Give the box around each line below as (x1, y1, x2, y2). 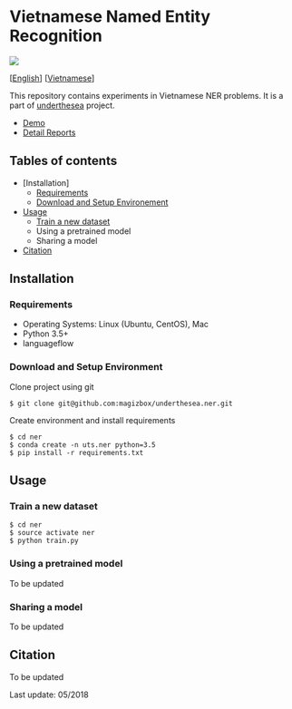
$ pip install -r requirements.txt (9, 448, 144, 457)
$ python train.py (9, 537, 79, 546)
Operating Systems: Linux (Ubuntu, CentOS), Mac (22, 319, 209, 330)
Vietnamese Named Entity (9, 6, 211, 27)
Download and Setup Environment (9, 361, 163, 374)
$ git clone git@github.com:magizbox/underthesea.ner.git (9, 399, 233, 408)
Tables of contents (9, 153, 118, 169)
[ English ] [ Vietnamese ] (9, 73, 95, 83)
